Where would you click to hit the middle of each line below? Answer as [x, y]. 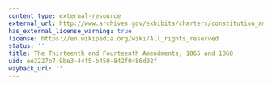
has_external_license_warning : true [70, 31]
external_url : [32, 23]
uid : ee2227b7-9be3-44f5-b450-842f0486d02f [83, 62]
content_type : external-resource [65, 16]
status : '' [27, 46]
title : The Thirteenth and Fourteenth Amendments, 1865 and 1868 [121, 53]
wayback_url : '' [36, 69]
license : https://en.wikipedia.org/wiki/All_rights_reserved [114, 38]
